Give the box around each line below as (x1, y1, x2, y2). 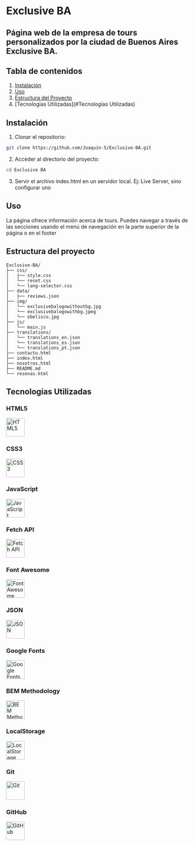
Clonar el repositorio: (14, 134, 66, 141)
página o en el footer (6, 229, 57, 236)
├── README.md (6, 365, 41, 372)
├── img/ (6, 298, 28, 304)
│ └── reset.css (6, 278, 51, 284)
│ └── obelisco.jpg (6, 314, 60, 320)
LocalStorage (6, 727, 45, 736)
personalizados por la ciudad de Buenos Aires (6, 37, 179, 47)
